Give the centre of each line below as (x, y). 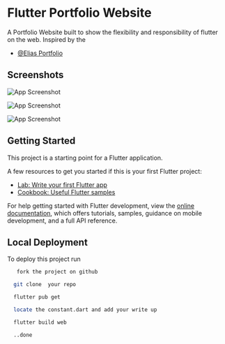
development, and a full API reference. (62, 220)
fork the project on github (57, 272)
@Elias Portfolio (40, 53)
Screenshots (36, 75)
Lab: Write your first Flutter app (62, 185)
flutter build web (40, 322)
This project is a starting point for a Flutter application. (85, 158)
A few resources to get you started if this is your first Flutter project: (104, 171)
